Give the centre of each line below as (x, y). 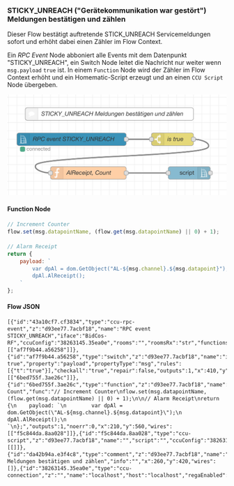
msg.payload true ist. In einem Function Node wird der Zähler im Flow (106, 70)
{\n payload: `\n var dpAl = (65, 406)
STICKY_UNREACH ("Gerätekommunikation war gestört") (107, 10)
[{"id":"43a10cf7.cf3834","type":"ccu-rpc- (71, 322)
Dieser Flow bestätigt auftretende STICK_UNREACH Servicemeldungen (109, 34)
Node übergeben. (32, 85)
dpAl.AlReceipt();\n (37, 420)
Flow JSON (24, 306)
